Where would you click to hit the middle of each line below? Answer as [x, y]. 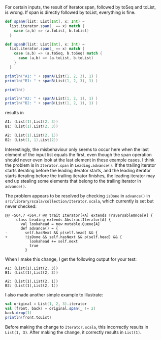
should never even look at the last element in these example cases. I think [80, 160]
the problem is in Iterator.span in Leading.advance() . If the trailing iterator [80, 165]
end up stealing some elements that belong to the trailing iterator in [73, 181]
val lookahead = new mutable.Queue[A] [60, 224]
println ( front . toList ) [28, 318]
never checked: [21, 206]
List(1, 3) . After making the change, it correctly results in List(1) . [73, 332]
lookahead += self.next [54, 241]
